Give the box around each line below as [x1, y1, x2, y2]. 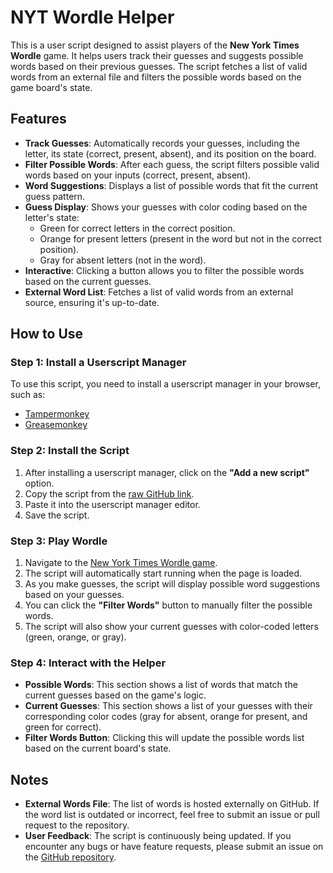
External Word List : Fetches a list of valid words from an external [24, 286, 294, 298]
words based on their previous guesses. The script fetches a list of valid [10, 60, 308, 72]
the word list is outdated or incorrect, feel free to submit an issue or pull [24, 809, 320, 821]
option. [24, 477, 55, 489]
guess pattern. [24, 190, 86, 202]
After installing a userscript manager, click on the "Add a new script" [24, 466, 310, 478]
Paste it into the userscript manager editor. [24, 498, 201, 510]
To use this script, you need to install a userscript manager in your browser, [10, 378, 321, 390]
